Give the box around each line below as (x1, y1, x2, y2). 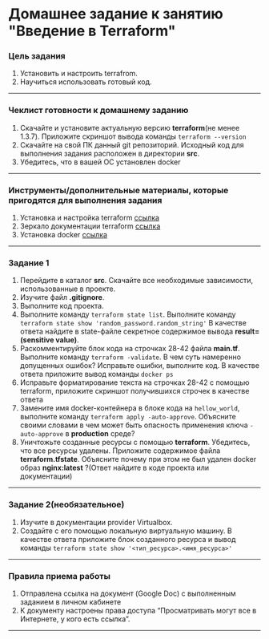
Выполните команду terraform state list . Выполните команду (19, 309, 236, 319)
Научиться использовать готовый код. (19, 77, 152, 87)
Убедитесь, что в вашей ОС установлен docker (19, 157, 181, 167)
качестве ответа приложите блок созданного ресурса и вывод (19, 534, 236, 544)
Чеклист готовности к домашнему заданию (8, 105, 189, 116)
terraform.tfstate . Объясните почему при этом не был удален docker (19, 455, 257, 464)
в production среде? (65, 429, 135, 439)
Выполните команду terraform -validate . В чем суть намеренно (19, 352, 242, 362)
